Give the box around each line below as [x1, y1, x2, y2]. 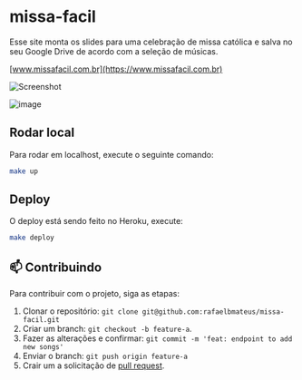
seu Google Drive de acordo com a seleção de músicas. [9, 45, 219, 56]
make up [9, 166, 39, 176]
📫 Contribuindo [9, 259, 102, 275]
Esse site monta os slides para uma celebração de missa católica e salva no [9, 36, 293, 47]
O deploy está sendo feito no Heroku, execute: [9, 216, 183, 227]
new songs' [22, 343, 64, 352]
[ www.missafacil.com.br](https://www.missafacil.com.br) [9, 63, 223, 74]
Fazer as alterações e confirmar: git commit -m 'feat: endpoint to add [22, 333, 293, 344]
